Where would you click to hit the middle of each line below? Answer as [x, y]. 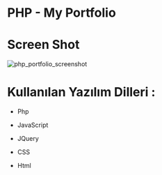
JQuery [28, 139]
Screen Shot [43, 45]
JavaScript [33, 125]
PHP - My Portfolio [62, 13]
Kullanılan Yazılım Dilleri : [81, 92]
